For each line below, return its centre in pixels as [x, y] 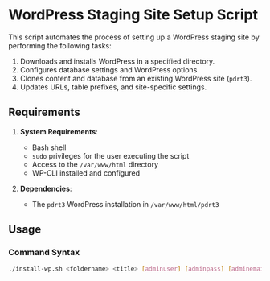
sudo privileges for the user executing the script [110, 155]
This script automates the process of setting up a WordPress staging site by [134, 37]
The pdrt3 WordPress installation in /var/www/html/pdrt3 [125, 204]
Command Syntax [44, 253]
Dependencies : [46, 188]
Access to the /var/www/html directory [95, 164]
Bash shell [49, 147]
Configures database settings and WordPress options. [109, 69]
